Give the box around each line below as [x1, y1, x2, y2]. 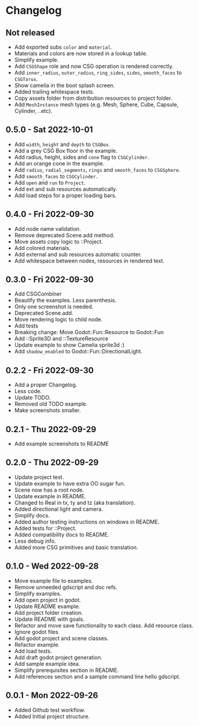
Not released [5, 28, 55, 38]
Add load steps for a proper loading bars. [14, 192, 117, 199]
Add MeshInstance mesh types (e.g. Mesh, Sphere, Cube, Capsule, [14, 101, 179, 108]
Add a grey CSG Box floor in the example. [14, 147, 118, 154]
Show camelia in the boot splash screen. [14, 82, 115, 89]
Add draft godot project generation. [14, 653, 103, 661]
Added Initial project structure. [14, 713, 90, 720]
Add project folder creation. [14, 609, 83, 616]
